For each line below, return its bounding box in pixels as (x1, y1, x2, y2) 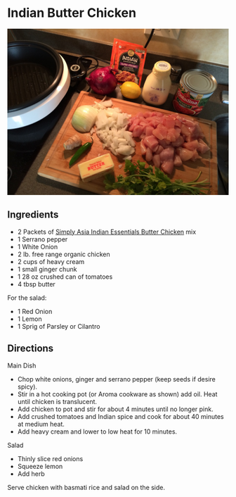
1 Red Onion (17, 307, 53, 315)
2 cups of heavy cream (17, 257, 85, 265)
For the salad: (7, 294, 47, 302)
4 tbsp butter (17, 279, 56, 288)
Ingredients (7, 209, 59, 221)
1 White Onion (17, 242, 58, 251)
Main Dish (7, 361, 37, 370)
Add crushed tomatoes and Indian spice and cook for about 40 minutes (17, 412, 224, 420)
